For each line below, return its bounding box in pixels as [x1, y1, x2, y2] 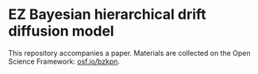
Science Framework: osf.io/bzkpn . [8, 57, 121, 66]
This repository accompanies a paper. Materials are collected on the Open [8, 48, 252, 57]
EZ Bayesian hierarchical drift [8, 6, 206, 24]
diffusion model [8, 22, 114, 40]
